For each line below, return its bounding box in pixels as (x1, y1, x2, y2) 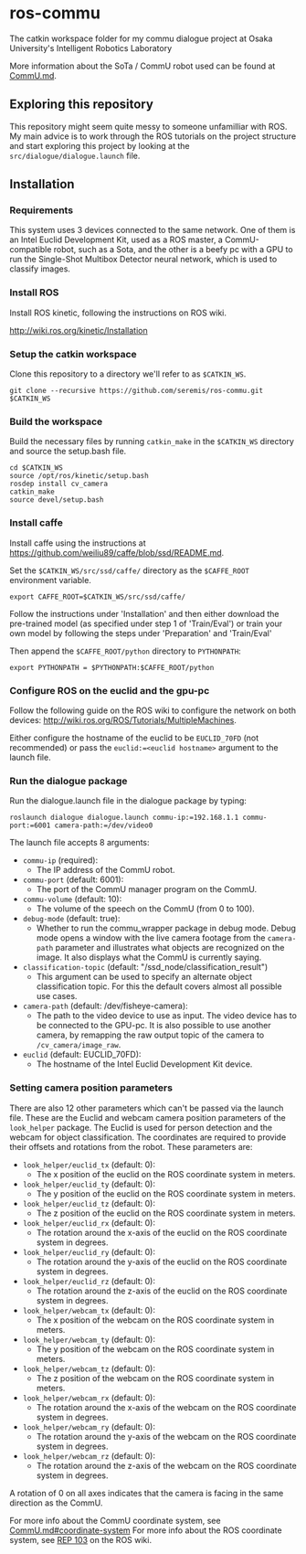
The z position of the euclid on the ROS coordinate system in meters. (36, 1208, 296, 1219)
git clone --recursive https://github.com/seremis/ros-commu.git (9, 387, 263, 396)
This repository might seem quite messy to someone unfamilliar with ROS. (9, 121, 288, 132)
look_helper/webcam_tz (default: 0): (22, 1363, 155, 1374)
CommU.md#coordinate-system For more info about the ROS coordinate (9, 1525, 282, 1536)
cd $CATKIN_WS (9, 463, 64, 473)
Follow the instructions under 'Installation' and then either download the (9, 608, 280, 619)
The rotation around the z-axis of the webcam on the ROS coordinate (36, 1460, 297, 1471)
